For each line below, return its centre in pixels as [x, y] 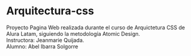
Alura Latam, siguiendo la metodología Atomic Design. [73, 33]
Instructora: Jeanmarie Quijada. [45, 40]
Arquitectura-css [50, 11]
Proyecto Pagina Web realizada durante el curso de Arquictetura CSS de [95, 27]
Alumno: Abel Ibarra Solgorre [42, 46]
